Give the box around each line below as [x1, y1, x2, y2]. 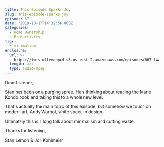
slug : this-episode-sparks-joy [5, 12, 69, 17]
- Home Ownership [9, 30, 45, 35]
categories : [5, 25, 29, 30]
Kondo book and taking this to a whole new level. [5, 94, 104, 100]
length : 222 [9, 62, 34, 66]
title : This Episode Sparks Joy [5, 7, 71, 12]
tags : [5, 39, 16, 44]
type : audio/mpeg [9, 66, 45, 71]
